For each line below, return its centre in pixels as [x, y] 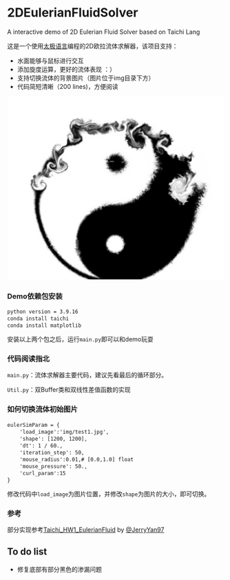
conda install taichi [38, 319]
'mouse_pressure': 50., [54, 466]
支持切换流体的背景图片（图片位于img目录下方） [86, 78]
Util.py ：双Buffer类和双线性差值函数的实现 [69, 390]
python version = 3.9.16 [43, 312]
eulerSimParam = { [33, 425]
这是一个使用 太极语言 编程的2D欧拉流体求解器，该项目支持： [93, 46]
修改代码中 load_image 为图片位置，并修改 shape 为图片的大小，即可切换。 [109, 494]
